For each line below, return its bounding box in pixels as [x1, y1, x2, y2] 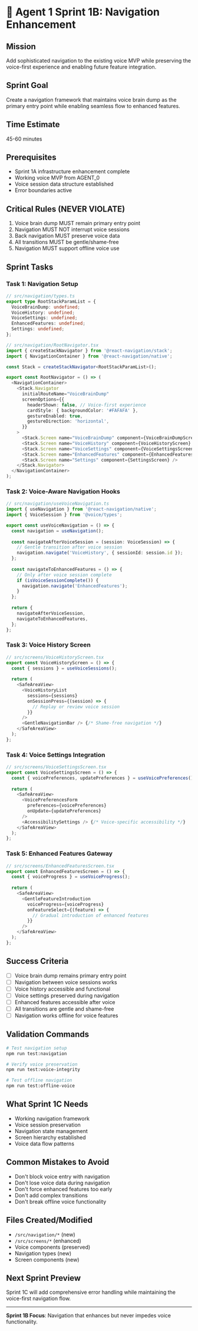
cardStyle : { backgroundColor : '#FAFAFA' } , [27, 407, 138, 413]
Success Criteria [6, 956, 69, 966]
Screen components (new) [14, 1256, 80, 1263]
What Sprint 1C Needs [6, 1099, 88, 1109]
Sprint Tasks [6, 262, 54, 272]
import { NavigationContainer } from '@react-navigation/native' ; [6, 353, 173, 359]
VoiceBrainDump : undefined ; [11, 304, 81, 310]
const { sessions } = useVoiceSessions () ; [11, 665, 117, 671]
